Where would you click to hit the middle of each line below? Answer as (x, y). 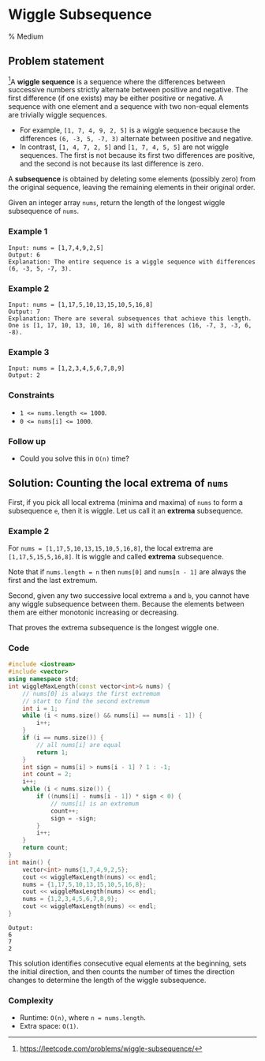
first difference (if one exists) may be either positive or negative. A (116, 98)
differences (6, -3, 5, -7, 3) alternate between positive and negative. (136, 139)
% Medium (26, 36)
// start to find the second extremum (86, 701)
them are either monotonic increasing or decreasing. (93, 612)
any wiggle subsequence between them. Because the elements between (126, 604)
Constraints (32, 395)
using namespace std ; (44, 679)
